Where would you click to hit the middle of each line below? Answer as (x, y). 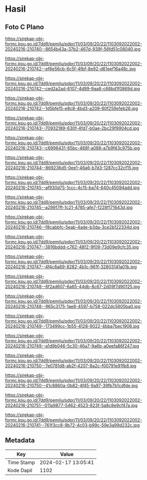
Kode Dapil (20, 470)
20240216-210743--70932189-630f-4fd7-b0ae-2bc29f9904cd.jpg (72, 128)
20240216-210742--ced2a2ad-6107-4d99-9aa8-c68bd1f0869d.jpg (73, 88)
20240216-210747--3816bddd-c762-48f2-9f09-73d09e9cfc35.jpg (72, 247)
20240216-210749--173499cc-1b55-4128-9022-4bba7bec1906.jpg (72, 326)
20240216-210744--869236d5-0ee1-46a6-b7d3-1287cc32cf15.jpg (72, 168)
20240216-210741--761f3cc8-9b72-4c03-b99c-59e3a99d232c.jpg (72, 425)
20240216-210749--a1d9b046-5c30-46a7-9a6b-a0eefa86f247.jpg (72, 346)
